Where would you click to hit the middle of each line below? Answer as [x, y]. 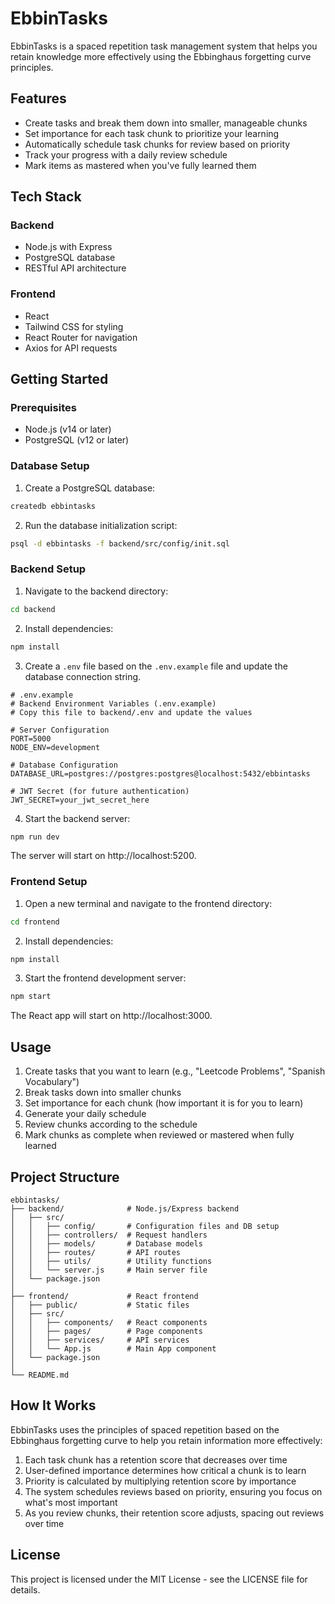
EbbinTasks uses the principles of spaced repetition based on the [145, 1429]
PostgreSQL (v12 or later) [77, 440]
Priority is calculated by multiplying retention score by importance [160, 1481]
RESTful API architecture [75, 268]
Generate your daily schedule [85, 1114]
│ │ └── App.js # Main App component [113, 1348]
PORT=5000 [31, 738]
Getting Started [59, 379]
